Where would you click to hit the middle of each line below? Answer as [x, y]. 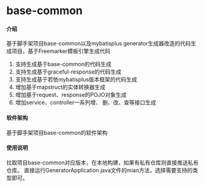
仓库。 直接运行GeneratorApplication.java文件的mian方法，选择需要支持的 [99, 170]
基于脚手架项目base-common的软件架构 [57, 132]
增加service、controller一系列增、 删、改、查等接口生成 [86, 102]
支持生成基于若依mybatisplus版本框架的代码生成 [76, 80]
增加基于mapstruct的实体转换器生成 [60, 87]
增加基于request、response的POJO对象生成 [71, 95]
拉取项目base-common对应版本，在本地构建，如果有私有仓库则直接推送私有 [102, 162]
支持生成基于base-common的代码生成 [63, 64]
